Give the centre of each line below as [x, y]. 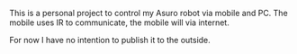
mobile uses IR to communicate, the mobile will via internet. [119, 22]
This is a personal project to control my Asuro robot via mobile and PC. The [148, 13]
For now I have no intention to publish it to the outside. [110, 40]
